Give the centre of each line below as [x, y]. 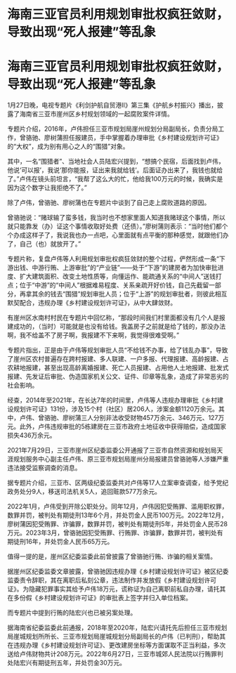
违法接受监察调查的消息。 [44, 468]
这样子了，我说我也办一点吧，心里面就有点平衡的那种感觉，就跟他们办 [127, 235]
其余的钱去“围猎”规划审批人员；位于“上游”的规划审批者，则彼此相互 [129, 294]
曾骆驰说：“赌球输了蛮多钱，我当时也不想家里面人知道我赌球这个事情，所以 [117, 218]
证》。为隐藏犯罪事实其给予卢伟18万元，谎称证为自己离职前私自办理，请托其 [117, 589]
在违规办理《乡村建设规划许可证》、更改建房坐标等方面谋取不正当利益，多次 [117, 645]
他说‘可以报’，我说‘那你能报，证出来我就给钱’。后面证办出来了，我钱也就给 [115, 170]
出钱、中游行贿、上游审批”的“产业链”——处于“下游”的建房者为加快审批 [115, 268]
